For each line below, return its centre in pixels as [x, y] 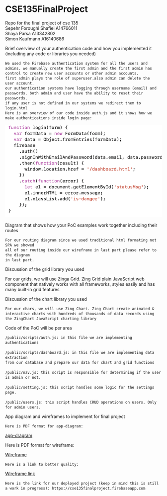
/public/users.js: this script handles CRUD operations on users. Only [81, 402]
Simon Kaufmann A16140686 [35, 39]
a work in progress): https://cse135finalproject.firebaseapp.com [75, 488]
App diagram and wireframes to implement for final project [65, 416]
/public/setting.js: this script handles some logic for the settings [80, 387]
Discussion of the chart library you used [46, 299]
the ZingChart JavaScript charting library [51, 319]
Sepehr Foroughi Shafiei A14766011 [41, 28]
